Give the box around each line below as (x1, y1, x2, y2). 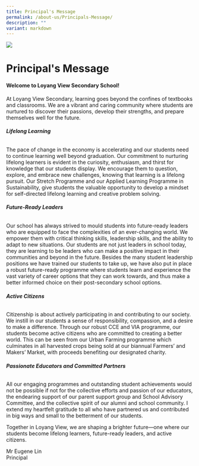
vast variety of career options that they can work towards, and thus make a (6, 272, 190, 280)
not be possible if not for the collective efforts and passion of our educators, (6, 387, 193, 394)
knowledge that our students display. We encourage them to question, (6, 164, 178, 172)
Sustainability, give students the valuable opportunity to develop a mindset (6, 183, 189, 191)
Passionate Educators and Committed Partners (6, 362, 126, 369)
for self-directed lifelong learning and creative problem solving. (6, 190, 161, 197)
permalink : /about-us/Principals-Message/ (6, 14, 113, 20)
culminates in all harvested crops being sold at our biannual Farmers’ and (6, 343, 186, 350)
